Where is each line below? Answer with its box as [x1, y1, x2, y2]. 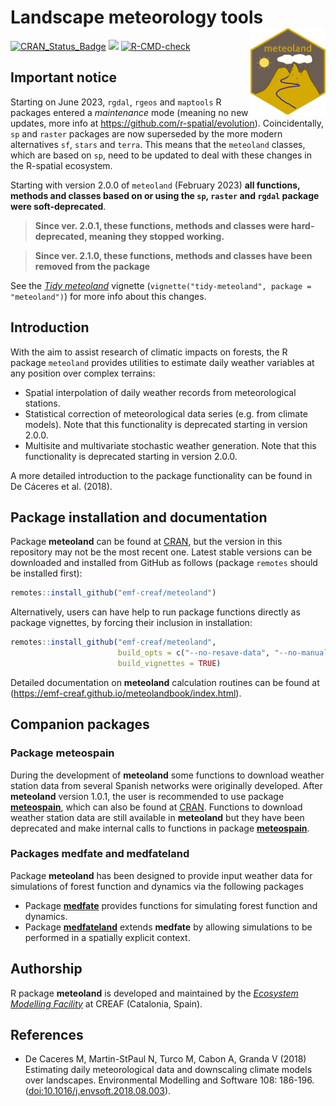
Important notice [10, 69, 118, 86]
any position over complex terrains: [10, 367, 156, 379]
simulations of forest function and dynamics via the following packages [10, 880, 304, 892]
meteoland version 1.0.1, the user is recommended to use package [10, 790, 285, 802]
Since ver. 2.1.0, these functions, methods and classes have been [34, 249, 313, 261]
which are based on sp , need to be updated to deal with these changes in [10, 149, 312, 161]
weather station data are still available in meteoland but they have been [10, 811, 305, 823]
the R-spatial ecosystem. [10, 159, 113, 171]
